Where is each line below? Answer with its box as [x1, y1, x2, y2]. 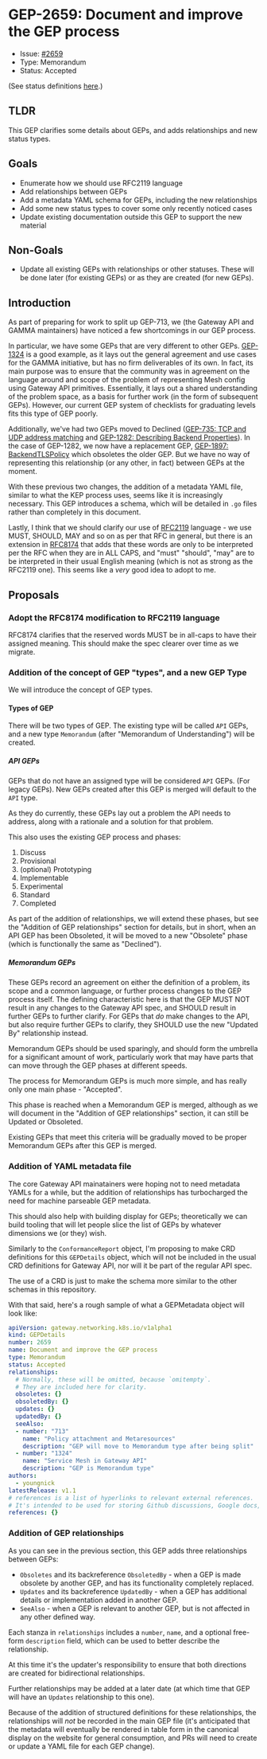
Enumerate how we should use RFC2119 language [19, 178, 184, 188]
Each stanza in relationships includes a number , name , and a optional [8, 1627, 232, 1637]
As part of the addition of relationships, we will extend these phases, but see [8, 914, 259, 924]
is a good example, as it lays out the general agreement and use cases [25, 350, 257, 359]
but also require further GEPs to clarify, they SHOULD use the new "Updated [8, 1020, 258, 1030]
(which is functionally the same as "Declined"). [8, 940, 162, 949]
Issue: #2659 [19, 49, 64, 58]
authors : [8, 1472, 37, 1480]
